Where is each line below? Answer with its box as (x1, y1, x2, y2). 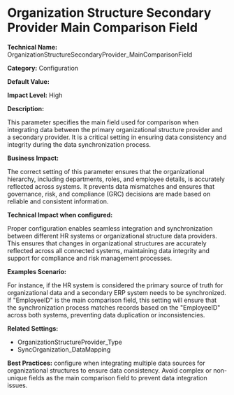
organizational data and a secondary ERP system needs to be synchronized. (7, 288, 227, 296)
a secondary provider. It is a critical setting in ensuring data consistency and (7, 133, 227, 141)
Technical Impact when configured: (7, 210, 113, 219)
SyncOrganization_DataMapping (17, 345, 111, 354)
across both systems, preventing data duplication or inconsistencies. (7, 310, 205, 319)
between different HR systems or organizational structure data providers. (7, 231, 218, 240)
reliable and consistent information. (7, 197, 109, 206)
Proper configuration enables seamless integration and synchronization (7, 224, 213, 232)
